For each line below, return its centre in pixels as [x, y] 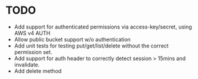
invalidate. [27, 64]
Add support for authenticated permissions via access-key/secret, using [103, 27]
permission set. [33, 52]
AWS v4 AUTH [32, 33]
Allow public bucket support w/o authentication [72, 39]
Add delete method [38, 71]
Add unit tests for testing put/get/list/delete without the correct [91, 46]
